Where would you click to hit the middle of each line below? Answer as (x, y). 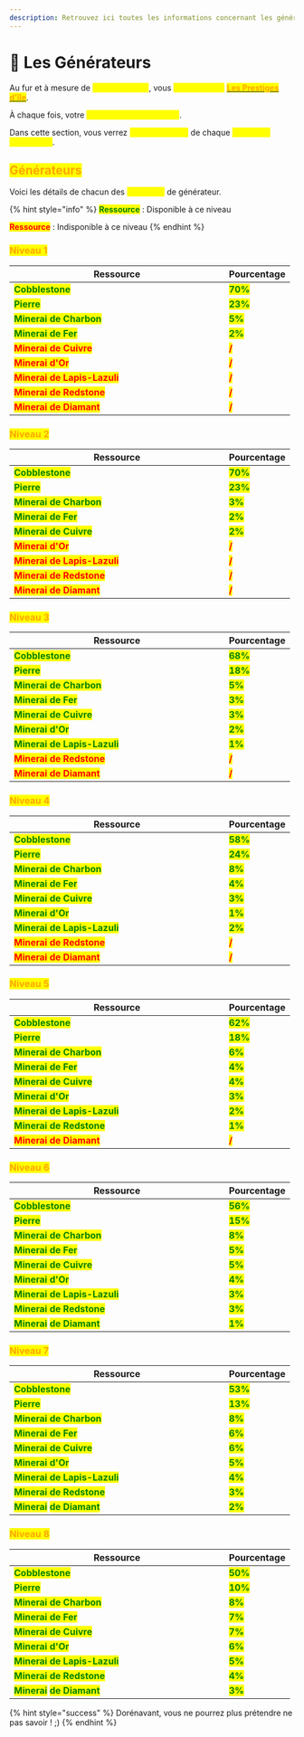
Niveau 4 (29, 801)
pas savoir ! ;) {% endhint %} (63, 1722)
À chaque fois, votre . (96, 115)
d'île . (19, 97)
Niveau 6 (29, 1167)
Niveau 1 (28, 251)
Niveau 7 (29, 1351)
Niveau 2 (29, 433)
